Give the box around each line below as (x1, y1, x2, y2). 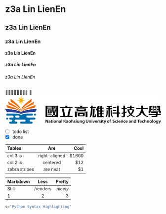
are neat (43, 167, 60, 172)
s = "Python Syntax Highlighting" (5, 204, 72, 210)
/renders (34, 186, 52, 192)
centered (42, 159, 61, 165)
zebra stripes (7, 167, 35, 172)
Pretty (55, 179, 69, 185)
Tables (7, 145, 22, 151)
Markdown (7, 179, 30, 185)
